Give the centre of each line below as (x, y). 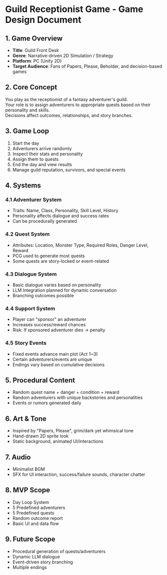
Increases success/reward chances (49, 325)
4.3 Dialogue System (31, 274)
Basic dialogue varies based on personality (57, 285)
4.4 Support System (30, 308)
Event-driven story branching (43, 562)
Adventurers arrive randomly (42, 148)
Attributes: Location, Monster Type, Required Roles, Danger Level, (80, 245)
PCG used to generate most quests (48, 256)
